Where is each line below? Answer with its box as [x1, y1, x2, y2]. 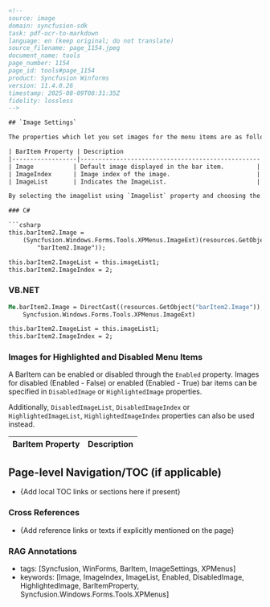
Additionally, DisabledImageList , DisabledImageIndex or [8, 403, 190, 412]
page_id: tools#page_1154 [8, 67, 95, 75]
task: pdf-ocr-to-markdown [8, 29, 99, 37]
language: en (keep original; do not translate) [8, 36, 174, 45]
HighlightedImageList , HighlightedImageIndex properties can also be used [8, 411, 255, 421]
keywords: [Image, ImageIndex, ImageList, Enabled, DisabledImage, [19, 572, 245, 582]
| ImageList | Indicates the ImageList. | [8, 177, 261, 186]
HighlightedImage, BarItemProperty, [19, 580, 139, 590]
